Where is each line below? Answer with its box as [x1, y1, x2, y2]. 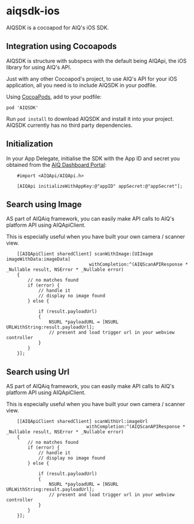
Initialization [6, 139, 54, 149]
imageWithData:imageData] [6, 256, 70, 263]
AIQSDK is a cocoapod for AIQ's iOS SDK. [6, 24, 109, 31]
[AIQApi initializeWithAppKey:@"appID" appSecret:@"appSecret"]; [17, 183, 183, 189]
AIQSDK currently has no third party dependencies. [6, 121, 133, 129]
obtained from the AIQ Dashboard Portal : [6, 161, 107, 168]
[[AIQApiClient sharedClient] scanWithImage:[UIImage [17, 251, 153, 257]
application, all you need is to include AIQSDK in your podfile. [6, 81, 157, 89]
